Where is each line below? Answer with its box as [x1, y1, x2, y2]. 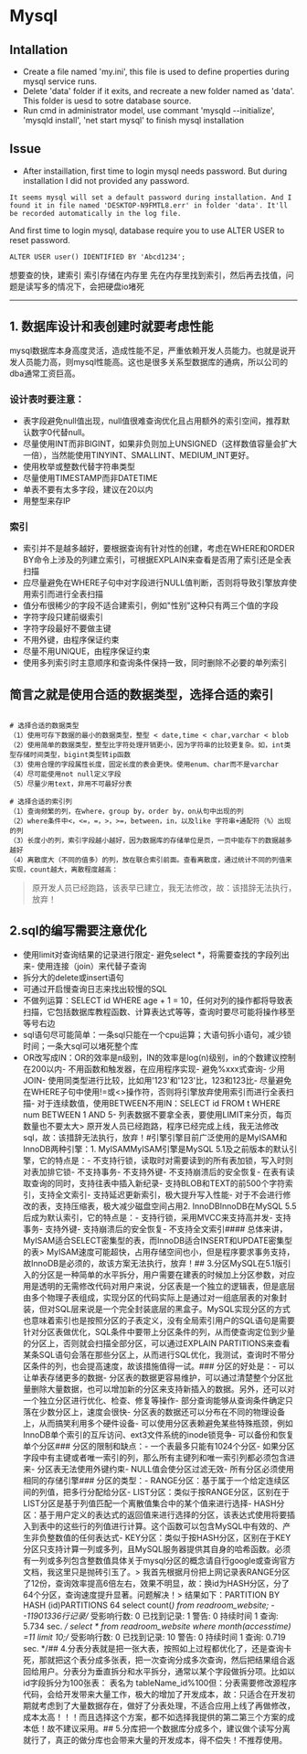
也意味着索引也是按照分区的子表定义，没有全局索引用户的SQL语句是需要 [22, 1314, 295, 1326]
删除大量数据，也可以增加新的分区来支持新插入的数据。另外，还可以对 [30, 1383, 295, 1395]
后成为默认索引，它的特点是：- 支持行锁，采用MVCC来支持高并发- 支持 [22, 1212, 291, 1223]
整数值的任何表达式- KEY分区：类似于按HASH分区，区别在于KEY [47, 1532, 291, 1543]
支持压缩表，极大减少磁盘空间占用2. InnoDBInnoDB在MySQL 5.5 [54, 1200, 297, 1212]
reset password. [9, 234, 70, 245]
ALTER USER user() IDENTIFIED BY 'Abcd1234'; [9, 252, 185, 262]
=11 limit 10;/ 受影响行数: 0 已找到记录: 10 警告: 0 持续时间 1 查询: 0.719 [22, 1631, 286, 1642]
